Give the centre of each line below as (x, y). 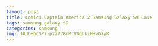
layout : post (23, 12)
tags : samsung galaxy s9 (37, 23)
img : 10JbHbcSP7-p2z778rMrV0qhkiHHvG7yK (58, 34)
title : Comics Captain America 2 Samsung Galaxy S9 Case (79, 17)
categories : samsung (32, 28)
